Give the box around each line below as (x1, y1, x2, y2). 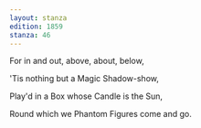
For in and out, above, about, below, (9, 56, 144, 67)
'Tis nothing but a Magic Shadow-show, (9, 73, 160, 84)
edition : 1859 (9, 22, 64, 31)
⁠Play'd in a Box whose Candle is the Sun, (9, 91, 163, 101)
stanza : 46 (9, 30, 51, 39)
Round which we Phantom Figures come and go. (9, 109, 192, 120)
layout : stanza (9, 13, 68, 23)
